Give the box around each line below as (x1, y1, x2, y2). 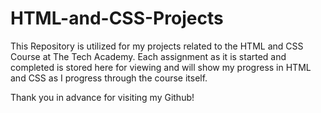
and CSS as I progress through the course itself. (10, 72, 208, 84)
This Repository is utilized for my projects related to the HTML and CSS (10, 40, 304, 52)
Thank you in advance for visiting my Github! (10, 91, 195, 103)
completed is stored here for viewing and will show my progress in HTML (10, 61, 312, 73)
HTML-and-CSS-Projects (10, 7, 224, 30)
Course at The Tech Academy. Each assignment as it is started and (10, 50, 287, 62)
